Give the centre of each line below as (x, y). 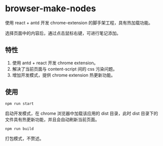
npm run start (20, 103)
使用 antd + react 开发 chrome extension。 (55, 63)
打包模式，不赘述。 (24, 138)
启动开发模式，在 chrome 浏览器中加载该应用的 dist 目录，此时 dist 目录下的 (81, 113)
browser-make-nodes (51, 9)
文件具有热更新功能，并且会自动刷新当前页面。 (52, 119)
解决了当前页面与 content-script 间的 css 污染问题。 (65, 69)
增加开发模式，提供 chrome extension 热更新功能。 (64, 75)
